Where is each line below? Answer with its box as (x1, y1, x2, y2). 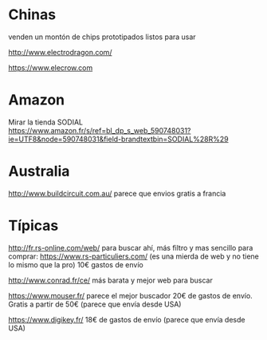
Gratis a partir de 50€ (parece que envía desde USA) (8, 299, 182, 309)
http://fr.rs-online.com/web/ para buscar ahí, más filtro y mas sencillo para (8, 243, 253, 252)
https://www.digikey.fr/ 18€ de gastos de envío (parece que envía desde (8, 314, 245, 324)
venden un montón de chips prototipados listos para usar (8, 32, 197, 42)
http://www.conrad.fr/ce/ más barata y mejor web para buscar (8, 275, 213, 285)
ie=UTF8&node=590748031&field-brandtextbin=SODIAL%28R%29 (8, 134, 229, 144)
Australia (8, 162, 70, 180)
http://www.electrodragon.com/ (8, 47, 112, 57)
